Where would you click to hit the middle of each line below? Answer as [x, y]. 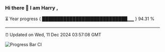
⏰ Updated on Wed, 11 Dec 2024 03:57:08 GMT [53, 35]
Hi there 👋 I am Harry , [32, 8]
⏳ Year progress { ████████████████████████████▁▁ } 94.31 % [80, 19]
